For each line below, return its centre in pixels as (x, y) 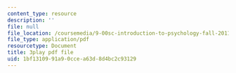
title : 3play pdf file (40, 53)
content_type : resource (42, 14)
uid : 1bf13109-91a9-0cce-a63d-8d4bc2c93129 (72, 59)
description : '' (31, 20)
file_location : (29, 33)
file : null (23, 26)
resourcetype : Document (42, 46)
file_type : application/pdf (48, 40)
